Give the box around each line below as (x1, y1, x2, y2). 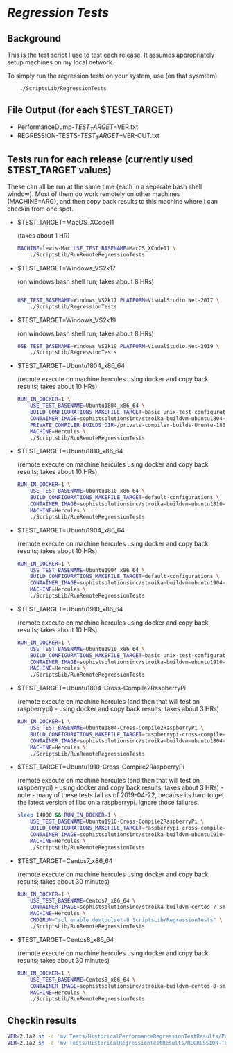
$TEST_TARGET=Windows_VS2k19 (17, 315, 116, 324)
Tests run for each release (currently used (7, 153, 193, 165)
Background (7, 33, 61, 44)
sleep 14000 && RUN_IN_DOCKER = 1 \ (17, 812, 117, 819)
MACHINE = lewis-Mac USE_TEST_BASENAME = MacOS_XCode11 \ (17, 245, 176, 252)
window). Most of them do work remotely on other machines (7, 190, 180, 198)
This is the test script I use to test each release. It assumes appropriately (7, 51, 215, 59)
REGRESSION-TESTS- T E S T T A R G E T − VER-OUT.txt (17, 132, 159, 141)
